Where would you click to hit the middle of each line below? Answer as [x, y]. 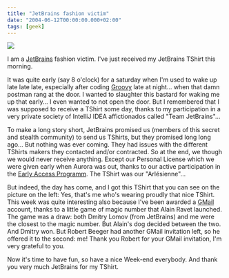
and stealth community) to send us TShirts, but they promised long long [109, 137]
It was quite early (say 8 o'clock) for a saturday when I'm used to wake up [112, 80]
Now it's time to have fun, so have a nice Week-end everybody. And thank [112, 259]
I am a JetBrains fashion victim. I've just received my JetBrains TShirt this [111, 59]
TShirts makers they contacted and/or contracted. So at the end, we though [115, 152]
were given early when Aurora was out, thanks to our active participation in [114, 167]
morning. [20, 66]
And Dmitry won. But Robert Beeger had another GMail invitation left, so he [114, 232]
